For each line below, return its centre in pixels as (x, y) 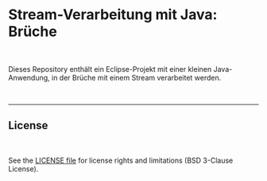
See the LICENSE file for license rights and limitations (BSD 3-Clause (121, 160)
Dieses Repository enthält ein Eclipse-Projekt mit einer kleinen (110, 69)
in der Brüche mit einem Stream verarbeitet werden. (136, 77)
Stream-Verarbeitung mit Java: (113, 15)
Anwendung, (29, 77)
